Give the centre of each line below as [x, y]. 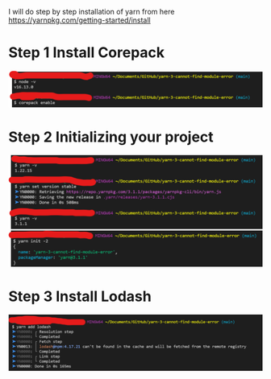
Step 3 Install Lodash [80, 296]
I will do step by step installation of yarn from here [92, 12]
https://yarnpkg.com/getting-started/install [79, 20]
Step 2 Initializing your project [111, 137]
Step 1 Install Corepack [87, 53]
